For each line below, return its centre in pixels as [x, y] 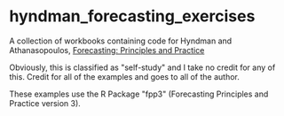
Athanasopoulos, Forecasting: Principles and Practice [107, 50]
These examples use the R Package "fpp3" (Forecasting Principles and [139, 94]
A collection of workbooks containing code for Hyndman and [121, 41]
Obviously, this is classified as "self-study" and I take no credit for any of [142, 67]
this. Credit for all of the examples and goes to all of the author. [124, 76]
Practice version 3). [45, 103]
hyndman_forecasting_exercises [132, 16]
